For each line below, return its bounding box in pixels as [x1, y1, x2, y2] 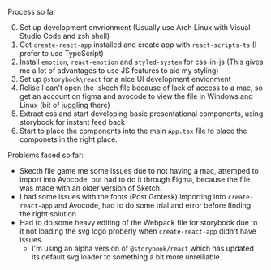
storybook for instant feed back [19, 118, 126, 126]
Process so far [7, 7, 57, 16]
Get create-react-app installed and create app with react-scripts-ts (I [19, 40, 257, 49]
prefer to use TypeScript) [19, 49, 105, 58]
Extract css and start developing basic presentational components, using [19, 109, 264, 118]
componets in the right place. [19, 135, 118, 144]
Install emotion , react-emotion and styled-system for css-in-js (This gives [19, 57, 264, 66]
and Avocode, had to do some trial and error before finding [54, 200, 252, 210]
